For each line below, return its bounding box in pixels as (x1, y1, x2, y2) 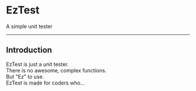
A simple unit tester (6, 23, 53, 30)
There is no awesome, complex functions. (6, 66, 107, 73)
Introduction (6, 45, 52, 55)
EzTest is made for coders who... (6, 79, 85, 86)
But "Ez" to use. (6, 73, 44, 80)
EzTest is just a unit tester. (6, 61, 69, 68)
